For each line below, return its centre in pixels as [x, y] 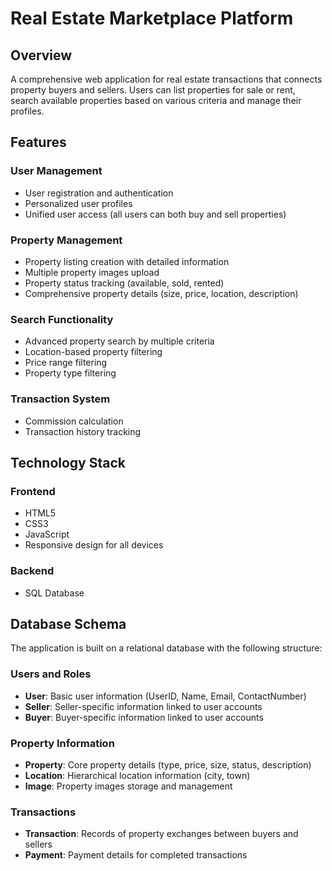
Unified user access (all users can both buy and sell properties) [155, 214]
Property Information [62, 743]
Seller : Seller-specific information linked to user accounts [143, 706]
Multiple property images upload [92, 272]
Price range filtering [66, 363]
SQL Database [54, 593]
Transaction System [60, 399]
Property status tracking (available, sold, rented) [124, 283]
